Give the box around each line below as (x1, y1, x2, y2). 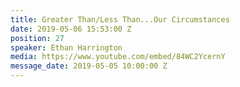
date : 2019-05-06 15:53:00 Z (10, 24, 132, 34)
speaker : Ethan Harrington (10, 42, 123, 53)
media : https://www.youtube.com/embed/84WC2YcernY (10, 52, 226, 62)
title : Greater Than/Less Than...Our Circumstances (10, 14, 230, 25)
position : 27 (10, 33, 65, 43)
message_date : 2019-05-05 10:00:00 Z (10, 61, 168, 71)
